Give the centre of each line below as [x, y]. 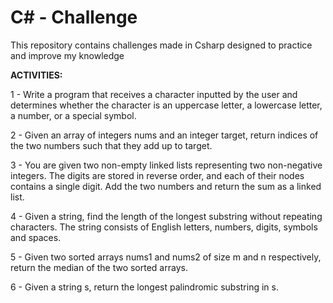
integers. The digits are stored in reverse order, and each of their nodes [157, 175]
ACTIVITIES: [36, 75]
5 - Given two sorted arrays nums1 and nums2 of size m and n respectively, [166, 257]
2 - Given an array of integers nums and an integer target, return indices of [164, 135]
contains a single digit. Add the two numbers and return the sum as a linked [166, 186]
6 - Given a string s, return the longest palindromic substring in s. [144, 287]
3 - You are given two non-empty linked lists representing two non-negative [166, 165]
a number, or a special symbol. [73, 115]
